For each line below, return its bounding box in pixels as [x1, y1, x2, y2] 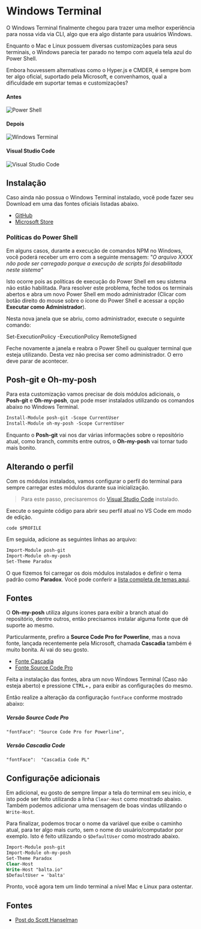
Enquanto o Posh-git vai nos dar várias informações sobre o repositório [6, 431, 184, 439]
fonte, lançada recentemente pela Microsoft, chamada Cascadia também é [6, 640, 192, 647]
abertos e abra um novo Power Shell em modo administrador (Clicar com [6, 290, 187, 298]
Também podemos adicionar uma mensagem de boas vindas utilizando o [6, 802, 187, 809]
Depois [6, 120, 25, 127]
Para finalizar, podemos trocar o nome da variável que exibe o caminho [6, 820, 182, 827]
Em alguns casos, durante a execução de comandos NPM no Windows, [6, 247, 183, 254]
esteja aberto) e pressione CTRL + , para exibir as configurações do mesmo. [6, 682, 193, 689]
